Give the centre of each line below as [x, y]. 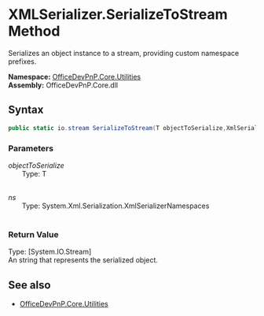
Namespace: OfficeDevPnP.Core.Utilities [75, 76]
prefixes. [22, 61]
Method [34, 31]
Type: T [35, 173]
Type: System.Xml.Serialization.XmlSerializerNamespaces [116, 206]
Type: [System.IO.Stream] [50, 252]
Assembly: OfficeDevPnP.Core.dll [63, 85]
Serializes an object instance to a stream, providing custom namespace [124, 53]
